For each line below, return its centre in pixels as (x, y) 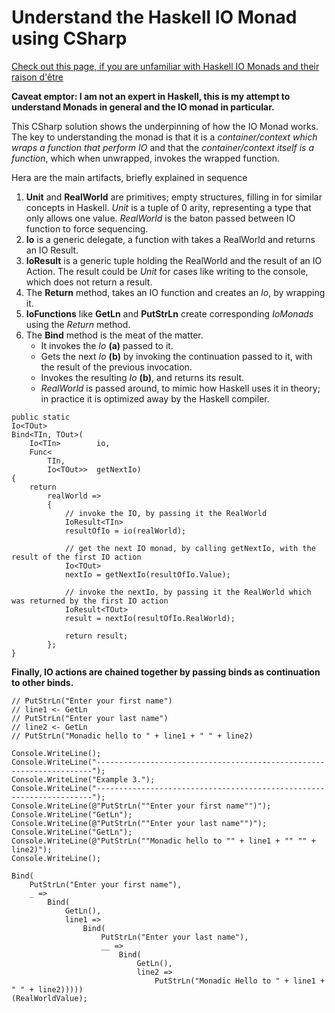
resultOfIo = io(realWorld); (125, 531)
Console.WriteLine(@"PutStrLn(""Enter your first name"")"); (141, 806)
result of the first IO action (76, 557)
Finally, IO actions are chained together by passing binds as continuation (166, 672)
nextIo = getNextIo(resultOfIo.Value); (147, 574)
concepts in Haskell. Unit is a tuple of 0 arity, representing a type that (168, 207)
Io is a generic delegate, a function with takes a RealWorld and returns (170, 239)
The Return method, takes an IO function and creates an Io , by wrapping (175, 292)
